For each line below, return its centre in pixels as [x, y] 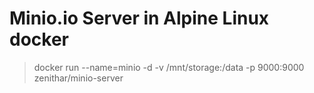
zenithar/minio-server [78, 78]
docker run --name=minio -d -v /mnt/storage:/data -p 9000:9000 [169, 67]
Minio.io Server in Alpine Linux [139, 18]
